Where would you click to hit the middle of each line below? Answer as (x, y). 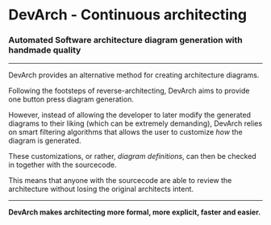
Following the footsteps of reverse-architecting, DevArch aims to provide (129, 91)
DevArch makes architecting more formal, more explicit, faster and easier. (135, 212)
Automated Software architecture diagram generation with (126, 40)
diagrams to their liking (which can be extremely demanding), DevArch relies (135, 123)
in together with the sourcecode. (63, 165)
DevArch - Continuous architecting (128, 15)
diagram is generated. (45, 141)
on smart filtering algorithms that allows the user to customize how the (126, 132)
